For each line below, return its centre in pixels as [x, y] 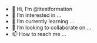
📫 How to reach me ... [39, 34]
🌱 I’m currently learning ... [43, 21]
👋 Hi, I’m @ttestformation [42, 9]
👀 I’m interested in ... [36, 15]
